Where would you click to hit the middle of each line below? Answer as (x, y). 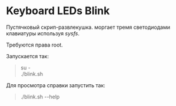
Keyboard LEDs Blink (58, 11)
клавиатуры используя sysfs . (43, 33)
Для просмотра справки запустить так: (56, 85)
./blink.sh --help (40, 97)
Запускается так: (27, 56)
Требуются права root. (34, 45)
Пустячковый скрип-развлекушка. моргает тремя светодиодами (88, 27)
